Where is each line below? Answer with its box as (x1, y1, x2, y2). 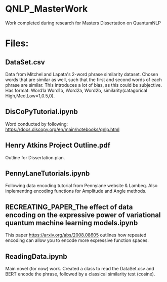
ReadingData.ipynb (5, 252, 67, 261)
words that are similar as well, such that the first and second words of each (5, 77, 162, 83)
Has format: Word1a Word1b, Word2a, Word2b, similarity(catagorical (5, 87, 148, 93)
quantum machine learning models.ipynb (5, 219, 138, 227)
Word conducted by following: (5, 121, 68, 127)
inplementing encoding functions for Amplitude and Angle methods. (5, 188, 147, 194)
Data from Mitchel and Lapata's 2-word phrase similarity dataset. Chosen (5, 71, 158, 77)
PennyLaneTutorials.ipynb (5, 169, 90, 178)
